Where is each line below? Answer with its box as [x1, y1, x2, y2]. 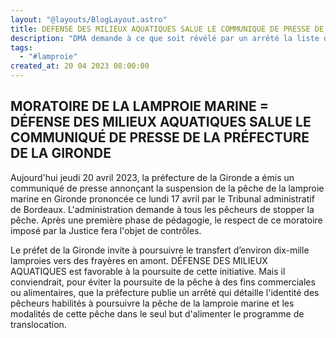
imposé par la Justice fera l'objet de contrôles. [10, 224, 202, 236]
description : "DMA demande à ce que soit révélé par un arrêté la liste [10, 33, 320, 43]
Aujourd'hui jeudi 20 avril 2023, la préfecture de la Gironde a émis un [10, 171, 295, 183]
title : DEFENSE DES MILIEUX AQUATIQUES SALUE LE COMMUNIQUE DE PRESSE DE [10, 24, 325, 34]
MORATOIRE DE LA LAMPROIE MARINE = [10, 98, 269, 115]
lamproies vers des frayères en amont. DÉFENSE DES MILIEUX [10, 254, 268, 266]
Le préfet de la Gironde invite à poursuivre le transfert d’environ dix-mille [10, 244, 310, 256]
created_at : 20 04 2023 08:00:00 [10, 61, 150, 71]
